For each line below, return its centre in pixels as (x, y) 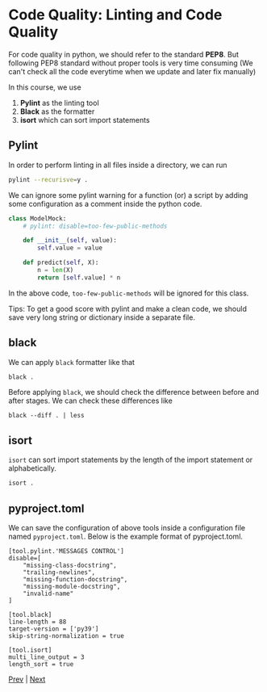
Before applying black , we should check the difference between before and (134, 392)
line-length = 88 (38, 622)
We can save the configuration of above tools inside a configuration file (127, 527)
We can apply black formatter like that (72, 362)
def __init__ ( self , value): (70, 241)
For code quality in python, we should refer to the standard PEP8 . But (124, 54)
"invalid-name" (48, 593)
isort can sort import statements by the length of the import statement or (131, 460)
